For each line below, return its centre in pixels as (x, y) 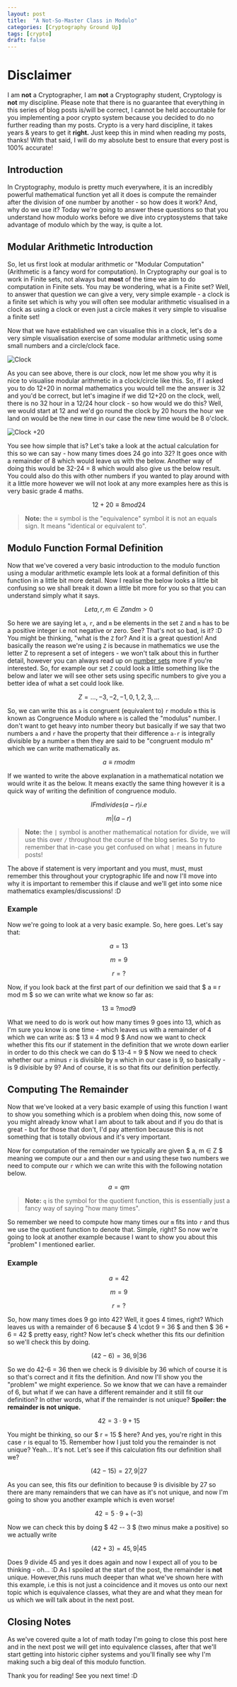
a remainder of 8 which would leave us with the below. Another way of (110, 461)
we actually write (32, 1535)
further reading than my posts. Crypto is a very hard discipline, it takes (110, 125)
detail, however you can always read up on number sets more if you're (110, 661)
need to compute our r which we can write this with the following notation (115, 1165)
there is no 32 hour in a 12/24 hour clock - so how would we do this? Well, (115, 403)
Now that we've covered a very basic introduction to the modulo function (114, 565)
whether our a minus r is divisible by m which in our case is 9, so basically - (117, 1060)
